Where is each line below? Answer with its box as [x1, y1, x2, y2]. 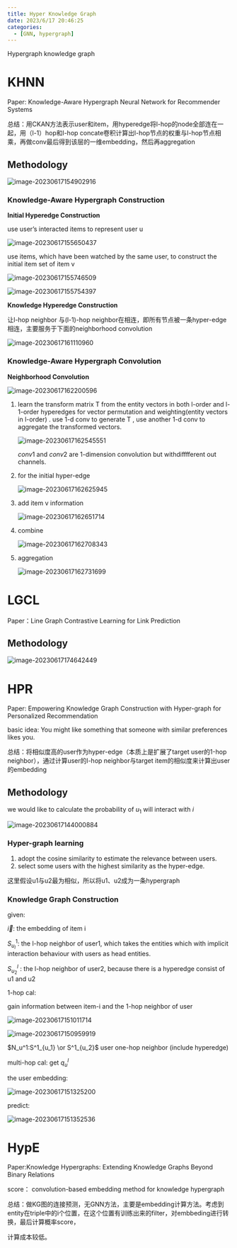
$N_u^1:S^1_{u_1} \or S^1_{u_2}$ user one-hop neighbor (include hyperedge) [7, 1043, 229, 1052]
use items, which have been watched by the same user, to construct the [7, 252, 217, 261]
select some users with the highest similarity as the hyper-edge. [17, 862, 205, 870]
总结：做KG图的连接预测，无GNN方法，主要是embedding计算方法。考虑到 [7, 1200, 224, 1208]
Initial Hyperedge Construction [7, 211, 100, 220]
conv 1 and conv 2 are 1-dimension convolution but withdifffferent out [17, 450, 217, 458]
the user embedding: [7, 1074, 69, 1082]
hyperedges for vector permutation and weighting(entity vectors [40, 407, 229, 416]
